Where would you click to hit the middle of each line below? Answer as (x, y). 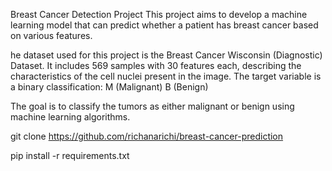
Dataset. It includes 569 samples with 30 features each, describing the (156, 65)
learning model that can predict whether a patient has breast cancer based (164, 25)
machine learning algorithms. (70, 117)
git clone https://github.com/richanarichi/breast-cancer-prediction (147, 136)
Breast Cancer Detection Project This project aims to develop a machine (159, 14)
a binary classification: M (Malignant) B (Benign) (109, 87)
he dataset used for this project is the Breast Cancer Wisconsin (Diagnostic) (166, 55)
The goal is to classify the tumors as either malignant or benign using (152, 106)
